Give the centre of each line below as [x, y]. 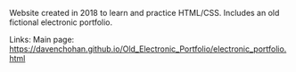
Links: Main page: [42, 40]
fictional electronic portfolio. [61, 22]
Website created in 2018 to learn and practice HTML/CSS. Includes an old [144, 13]
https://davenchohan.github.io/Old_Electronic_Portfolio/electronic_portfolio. [148, 49]
